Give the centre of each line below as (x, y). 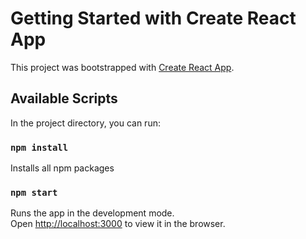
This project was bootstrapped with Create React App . (122, 67)
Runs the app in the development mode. (92, 213)
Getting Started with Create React (153, 18)
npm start (34, 192)
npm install (39, 147)
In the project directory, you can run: (85, 123)
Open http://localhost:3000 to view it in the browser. (118, 224)
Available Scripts (64, 98)
